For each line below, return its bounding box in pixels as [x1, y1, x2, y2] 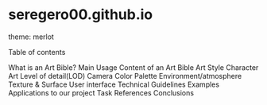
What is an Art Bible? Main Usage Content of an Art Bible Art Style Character [8, 62, 259, 72]
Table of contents [8, 47, 66, 56]
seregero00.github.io [8, 6, 153, 24]
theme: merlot [8, 32, 54, 41]
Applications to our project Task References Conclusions [8, 87, 195, 97]
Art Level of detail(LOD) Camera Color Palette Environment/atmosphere [8, 71, 242, 80]
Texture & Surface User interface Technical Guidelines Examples [8, 80, 220, 89]
